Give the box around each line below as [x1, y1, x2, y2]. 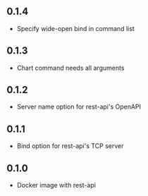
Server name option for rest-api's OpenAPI [16, 102, 142, 111]
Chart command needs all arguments [16, 63, 125, 72]
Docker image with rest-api [16, 181, 97, 190]
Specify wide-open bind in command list [16, 24, 135, 32]
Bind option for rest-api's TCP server [16, 142, 124, 150]
